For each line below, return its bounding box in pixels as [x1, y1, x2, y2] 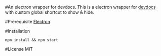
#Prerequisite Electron [5, 19, 51, 24]
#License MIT [5, 46, 33, 52]
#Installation [5, 28, 31, 34]
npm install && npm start [5, 37, 58, 42]
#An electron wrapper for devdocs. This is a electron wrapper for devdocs [5, 4, 156, 10]
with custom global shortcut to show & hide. [5, 9, 95, 15]
